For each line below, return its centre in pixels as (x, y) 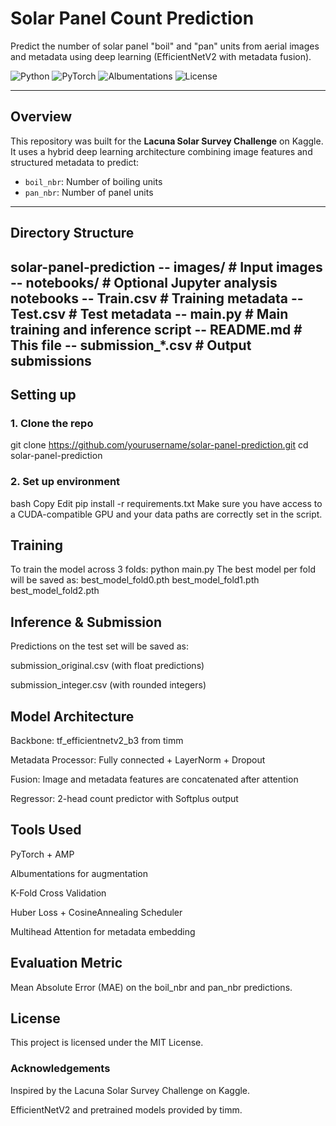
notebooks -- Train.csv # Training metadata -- (157, 298)
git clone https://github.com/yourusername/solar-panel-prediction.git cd (159, 445)
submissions (51, 360)
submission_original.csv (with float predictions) (107, 666)
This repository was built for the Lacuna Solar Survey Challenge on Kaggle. (167, 141)
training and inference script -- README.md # (156, 329)
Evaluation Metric (66, 963)
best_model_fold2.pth (55, 591)
